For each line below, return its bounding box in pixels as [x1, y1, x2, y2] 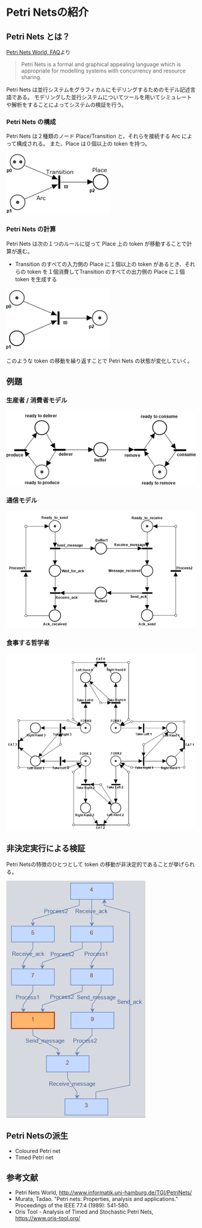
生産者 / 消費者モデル [6, 396, 68, 404]
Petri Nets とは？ [6, 31, 71, 42]
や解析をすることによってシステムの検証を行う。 [6, 101, 127, 108]
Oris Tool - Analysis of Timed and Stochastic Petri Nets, [14, 1208, 154, 1215]
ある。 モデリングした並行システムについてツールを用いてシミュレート [16, 94, 192, 100]
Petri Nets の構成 [6, 117, 56, 126]
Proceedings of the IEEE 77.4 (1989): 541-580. [14, 1202, 130, 1209]
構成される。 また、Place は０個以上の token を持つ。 [16, 140, 151, 147]
